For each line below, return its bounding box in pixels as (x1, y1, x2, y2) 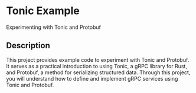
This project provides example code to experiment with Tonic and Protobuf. (6, 56, 190, 63)
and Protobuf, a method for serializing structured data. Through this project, (6, 69, 191, 76)
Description (6, 41, 50, 51)
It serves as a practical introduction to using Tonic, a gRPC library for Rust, (6, 62, 188, 69)
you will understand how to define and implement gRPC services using (6, 75, 178, 82)
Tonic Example (6, 4, 80, 18)
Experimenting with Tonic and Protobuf (6, 24, 102, 31)
